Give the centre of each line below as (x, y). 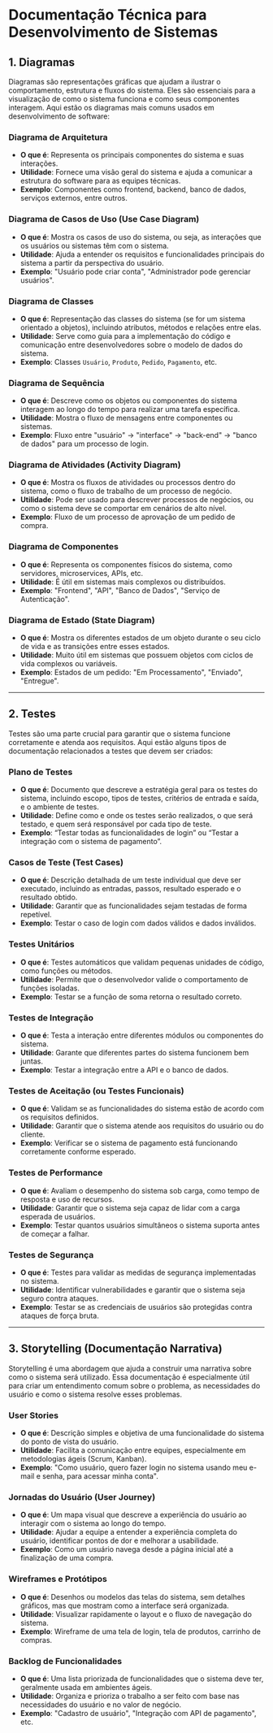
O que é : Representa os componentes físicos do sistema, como (126, 564)
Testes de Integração (51, 1017)
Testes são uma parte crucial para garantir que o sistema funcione (119, 734)
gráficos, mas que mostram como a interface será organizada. (124, 1605)
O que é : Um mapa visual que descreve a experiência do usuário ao (134, 1515)
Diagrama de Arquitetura (58, 137)
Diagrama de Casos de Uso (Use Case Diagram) (104, 219)
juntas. (31, 1061)
